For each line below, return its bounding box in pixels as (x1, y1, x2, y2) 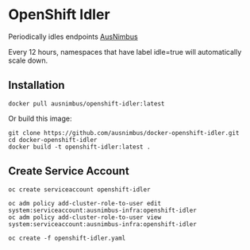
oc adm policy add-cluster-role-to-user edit (8, 199, 161, 207)
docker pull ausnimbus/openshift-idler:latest (8, 99, 165, 108)
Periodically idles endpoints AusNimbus (8, 32, 138, 41)
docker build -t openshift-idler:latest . (8, 143, 151, 151)
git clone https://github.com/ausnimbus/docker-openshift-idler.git (8, 129, 240, 137)
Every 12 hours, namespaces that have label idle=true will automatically (8, 47, 242, 56)
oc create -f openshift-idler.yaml (8, 234, 126, 242)
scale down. (8, 56, 48, 65)
